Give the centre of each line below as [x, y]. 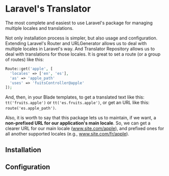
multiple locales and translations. [40, 28]
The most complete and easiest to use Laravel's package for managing [79, 23]
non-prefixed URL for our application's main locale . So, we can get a [78, 123]
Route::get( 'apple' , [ [29, 69]
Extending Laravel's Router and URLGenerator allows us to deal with [76, 43]
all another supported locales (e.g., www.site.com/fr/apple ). [67, 134]
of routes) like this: [25, 59]
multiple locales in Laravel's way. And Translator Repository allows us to [80, 49]
